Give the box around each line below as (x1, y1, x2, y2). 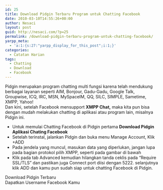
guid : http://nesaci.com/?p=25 (5, 30, 69, 34)
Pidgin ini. (5, 114, 25, 120)
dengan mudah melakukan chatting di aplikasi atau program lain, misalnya (5, 109, 153, 115)
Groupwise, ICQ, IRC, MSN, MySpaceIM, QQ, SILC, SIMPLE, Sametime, (5, 94, 147, 99)
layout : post (5, 25, 32, 30)
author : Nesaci (5, 20, 36, 26)
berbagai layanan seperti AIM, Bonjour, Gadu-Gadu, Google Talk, (5, 88, 135, 95)
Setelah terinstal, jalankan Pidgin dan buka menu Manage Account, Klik (12, 134, 155, 140)
